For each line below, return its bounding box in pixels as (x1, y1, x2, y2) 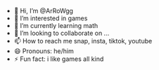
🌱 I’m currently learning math (13, 22, 98, 29)
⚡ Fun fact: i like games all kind (13, 55, 104, 63)
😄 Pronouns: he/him (13, 47, 74, 55)
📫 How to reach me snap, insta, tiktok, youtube (13, 37, 153, 45)
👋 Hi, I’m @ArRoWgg (13, 7, 74, 15)
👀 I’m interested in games (13, 14, 88, 22)
